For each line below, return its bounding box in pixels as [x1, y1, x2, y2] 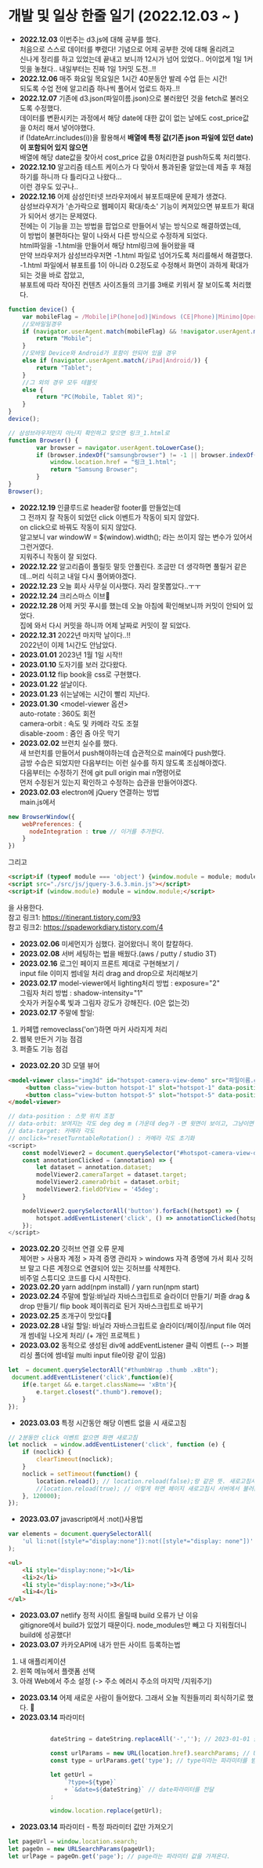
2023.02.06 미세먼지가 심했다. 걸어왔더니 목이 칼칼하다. [19, 939, 193, 949]
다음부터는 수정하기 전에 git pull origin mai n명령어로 [19, 767, 182, 777]
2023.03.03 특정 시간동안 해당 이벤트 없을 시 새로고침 [19, 1418, 187, 1428]
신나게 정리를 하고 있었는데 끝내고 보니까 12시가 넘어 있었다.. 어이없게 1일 [19, 54, 243, 64]
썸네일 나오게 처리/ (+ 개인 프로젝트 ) [27, 1331, 141, 1340]
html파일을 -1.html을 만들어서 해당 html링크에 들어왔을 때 [19, 240, 195, 250]
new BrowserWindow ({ [8, 813, 76, 821]
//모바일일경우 [22, 320, 62, 328]
